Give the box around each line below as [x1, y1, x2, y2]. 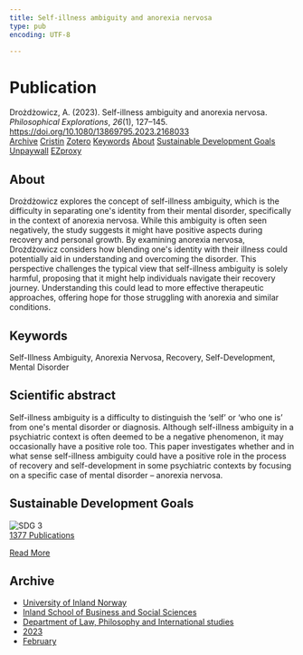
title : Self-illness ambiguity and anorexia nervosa [9, 13, 213, 23]
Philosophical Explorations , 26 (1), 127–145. [9, 117, 168, 128]
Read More [9, 547, 51, 558]
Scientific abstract [9, 388, 116, 403]
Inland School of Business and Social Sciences [22, 607, 197, 618]
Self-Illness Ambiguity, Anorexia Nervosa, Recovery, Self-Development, [9, 352, 276, 362]
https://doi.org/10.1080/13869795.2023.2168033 [9, 126, 190, 137]
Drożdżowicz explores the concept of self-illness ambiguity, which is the [9, 196, 280, 207]
